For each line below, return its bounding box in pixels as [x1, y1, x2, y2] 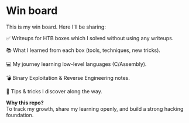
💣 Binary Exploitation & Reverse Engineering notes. [6, 74, 130, 81]
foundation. [6, 111, 34, 118]
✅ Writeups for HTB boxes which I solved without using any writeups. [6, 34, 174, 41]
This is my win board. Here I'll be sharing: [6, 23, 106, 30]
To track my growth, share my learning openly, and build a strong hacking [6, 105, 184, 112]
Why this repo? [6, 99, 44, 106]
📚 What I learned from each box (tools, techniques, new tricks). [6, 47, 161, 54]
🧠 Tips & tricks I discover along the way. [6, 87, 102, 94]
